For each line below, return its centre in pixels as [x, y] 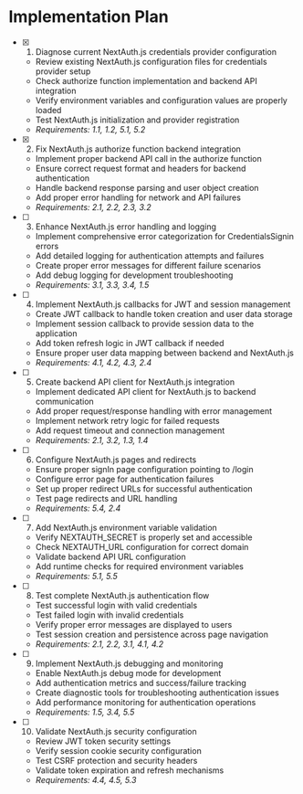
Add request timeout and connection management [130, 430]
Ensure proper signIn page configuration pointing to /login [144, 469]
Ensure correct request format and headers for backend [141, 168]
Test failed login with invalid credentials [110, 615]
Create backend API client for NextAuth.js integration [135, 382]
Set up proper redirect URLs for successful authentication [144, 488]
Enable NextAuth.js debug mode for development [128, 672]
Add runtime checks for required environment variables [139, 566]
